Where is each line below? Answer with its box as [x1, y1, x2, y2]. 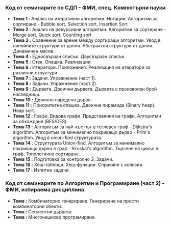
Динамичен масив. [12, 48, 55, 54]
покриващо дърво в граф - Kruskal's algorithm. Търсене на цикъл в [12, 146, 159, 152]
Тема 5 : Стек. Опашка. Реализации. [12, 59, 92, 65]
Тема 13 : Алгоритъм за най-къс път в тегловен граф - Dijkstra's [12, 124, 152, 130]
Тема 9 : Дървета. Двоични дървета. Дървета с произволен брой [12, 86, 157, 92]
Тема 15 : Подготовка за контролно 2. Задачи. [12, 156, 114, 162]
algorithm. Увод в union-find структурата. [12, 134, 103, 141]
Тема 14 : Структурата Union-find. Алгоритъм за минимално [12, 140, 145, 146]
